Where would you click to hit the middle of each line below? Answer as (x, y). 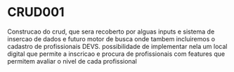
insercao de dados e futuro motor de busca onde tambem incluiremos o (111, 38)
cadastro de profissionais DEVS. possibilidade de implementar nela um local (117, 46)
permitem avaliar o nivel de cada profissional (72, 61)
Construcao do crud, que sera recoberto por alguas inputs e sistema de (111, 31)
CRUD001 (36, 12)
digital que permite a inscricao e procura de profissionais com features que (116, 54)
